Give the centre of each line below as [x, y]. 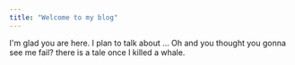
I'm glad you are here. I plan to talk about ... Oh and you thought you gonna [148, 43]
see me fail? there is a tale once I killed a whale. [97, 52]
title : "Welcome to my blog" [64, 17]
